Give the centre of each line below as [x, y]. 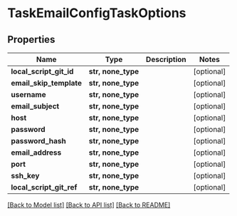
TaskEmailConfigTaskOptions [97, 13]
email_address [36, 153]
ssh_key [25, 176]
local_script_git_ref [44, 187]
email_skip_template [47, 83]
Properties [31, 40]
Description [166, 60]
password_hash [38, 141]
